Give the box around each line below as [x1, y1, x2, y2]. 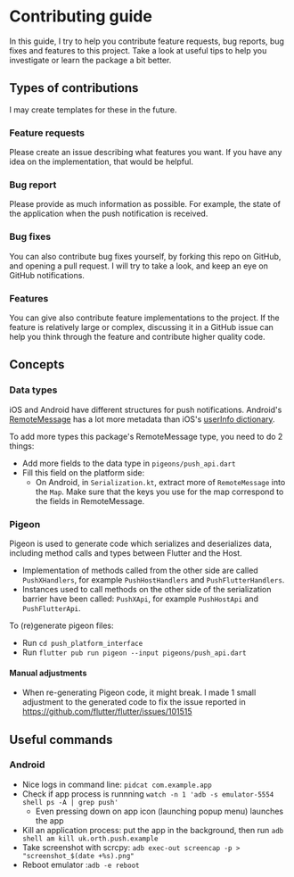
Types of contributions [9, 80, 139, 95]
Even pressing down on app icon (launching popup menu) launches [35, 806, 283, 816]
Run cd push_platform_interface [21, 637, 143, 648]
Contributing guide [9, 6, 153, 27]
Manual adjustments [9, 667, 87, 678]
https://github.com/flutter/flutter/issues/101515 [21, 707, 193, 717]
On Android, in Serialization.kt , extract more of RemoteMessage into [35, 476, 286, 487]
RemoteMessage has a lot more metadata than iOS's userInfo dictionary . [9, 413, 275, 425]
